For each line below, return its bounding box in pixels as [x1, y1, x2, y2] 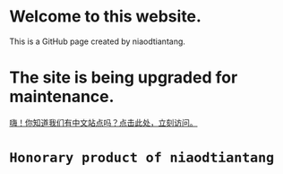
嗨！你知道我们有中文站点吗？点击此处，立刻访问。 [9, 117, 198, 127]
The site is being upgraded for [9, 67, 238, 88]
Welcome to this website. [9, 6, 202, 27]
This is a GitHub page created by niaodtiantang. [9, 36, 186, 47]
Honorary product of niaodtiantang [9, 150, 275, 167]
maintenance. [9, 87, 115, 107]
